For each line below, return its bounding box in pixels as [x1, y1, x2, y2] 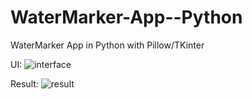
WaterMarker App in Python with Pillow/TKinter [10, 39, 205, 51]
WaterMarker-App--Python [10, 6, 243, 29]
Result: [10, 77, 39, 90]
